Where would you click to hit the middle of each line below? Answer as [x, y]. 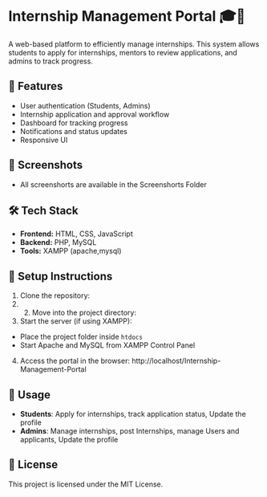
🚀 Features [36, 86]
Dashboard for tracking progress [74, 123]
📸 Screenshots [46, 165]
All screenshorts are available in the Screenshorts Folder [113, 184]
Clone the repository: [55, 295]
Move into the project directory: [84, 313]
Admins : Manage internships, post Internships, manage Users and [129, 431]
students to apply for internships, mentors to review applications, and [123, 52]
